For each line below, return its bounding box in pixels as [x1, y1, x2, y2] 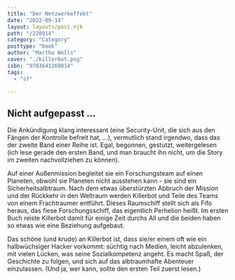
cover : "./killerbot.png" [7, 56, 83, 63]
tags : [7, 69, 23, 76]
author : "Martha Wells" [7, 50, 77, 57]
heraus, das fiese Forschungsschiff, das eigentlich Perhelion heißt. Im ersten [7, 206, 229, 215]
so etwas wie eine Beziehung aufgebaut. [7, 221, 125, 230]
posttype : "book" [7, 43, 58, 50]
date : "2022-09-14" [7, 17, 65, 24]
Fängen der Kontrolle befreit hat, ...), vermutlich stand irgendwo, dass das [7, 134, 220, 142]
